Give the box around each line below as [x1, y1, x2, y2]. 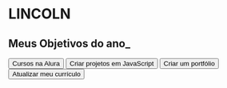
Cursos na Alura [12, 59, 60, 68]
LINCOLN [8, 5, 71, 23]
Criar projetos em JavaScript [69, 59, 154, 68]
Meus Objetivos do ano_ [8, 37, 130, 50]
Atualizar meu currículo [12, 70, 82, 78]
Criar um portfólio [163, 59, 216, 68]
